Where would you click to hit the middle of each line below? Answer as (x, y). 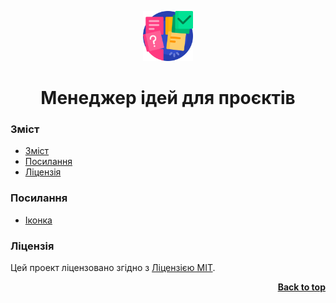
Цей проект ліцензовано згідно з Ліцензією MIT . (113, 268)
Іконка (38, 220)
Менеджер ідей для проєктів (168, 98)
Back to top (301, 287)
